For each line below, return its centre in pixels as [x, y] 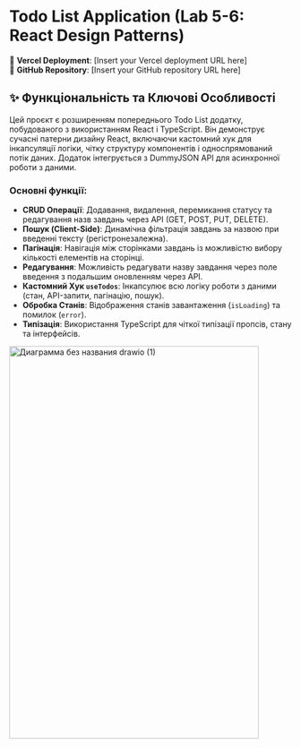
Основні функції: [48, 190]
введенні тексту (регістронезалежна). [95, 238]
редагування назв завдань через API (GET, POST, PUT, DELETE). [145, 219]
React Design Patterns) [97, 35]
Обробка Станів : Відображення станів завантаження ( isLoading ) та [151, 305]
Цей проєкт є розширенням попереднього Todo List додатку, [126, 119]
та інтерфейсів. [51, 334]
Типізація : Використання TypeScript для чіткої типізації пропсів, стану [157, 324]
